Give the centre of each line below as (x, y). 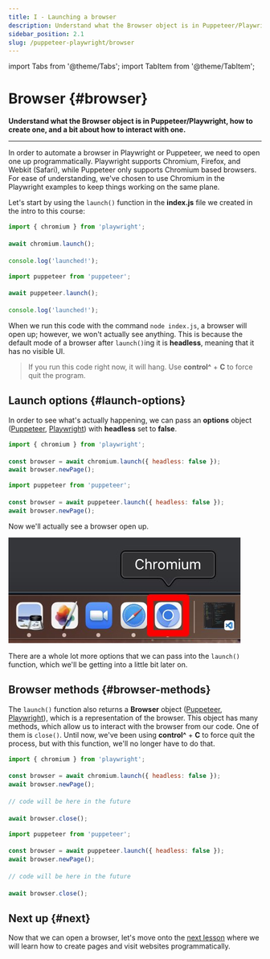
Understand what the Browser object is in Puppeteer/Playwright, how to (131, 121)
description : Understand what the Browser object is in (104, 25)
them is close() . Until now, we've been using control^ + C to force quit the (132, 735)
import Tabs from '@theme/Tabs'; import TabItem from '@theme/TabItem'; (132, 66)
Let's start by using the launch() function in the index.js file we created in (131, 203)
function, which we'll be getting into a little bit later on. (98, 665)
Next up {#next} (49, 918)
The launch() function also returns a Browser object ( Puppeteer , (115, 709)
